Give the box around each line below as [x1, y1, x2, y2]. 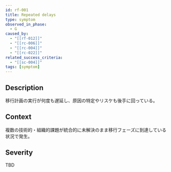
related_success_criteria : [5, 55, 63, 60]
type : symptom [5, 17, 36, 22]
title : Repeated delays [5, 12, 56, 17]
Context [5, 113, 32, 121]
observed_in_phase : [5, 21, 47, 27]
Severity [5, 149, 33, 157]
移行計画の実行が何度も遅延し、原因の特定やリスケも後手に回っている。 [5, 97, 158, 104]
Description [5, 83, 44, 92]
